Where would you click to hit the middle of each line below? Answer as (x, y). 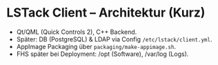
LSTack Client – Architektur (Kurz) (106, 13)
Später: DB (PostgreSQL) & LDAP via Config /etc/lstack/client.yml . (114, 39)
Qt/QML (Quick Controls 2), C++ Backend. (77, 32)
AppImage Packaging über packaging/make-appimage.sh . (96, 46)
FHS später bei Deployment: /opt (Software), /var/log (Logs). (102, 54)
